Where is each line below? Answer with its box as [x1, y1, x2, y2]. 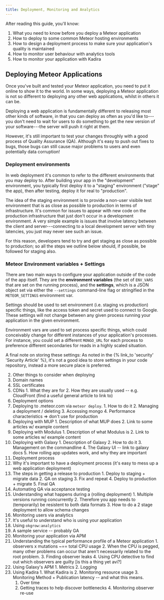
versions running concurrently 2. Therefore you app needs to [12, 497, 136, 503]
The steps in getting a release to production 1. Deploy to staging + [12, 470, 145, 477]
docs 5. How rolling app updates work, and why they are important [12, 450, 147, 456]
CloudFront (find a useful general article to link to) [12, 393, 113, 399]
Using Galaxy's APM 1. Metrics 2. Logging [12, 564, 97, 570]
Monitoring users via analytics [12, 512, 74, 518]
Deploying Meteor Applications [5, 70, 102, 79]
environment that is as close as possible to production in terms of [5, 202, 137, 208]
